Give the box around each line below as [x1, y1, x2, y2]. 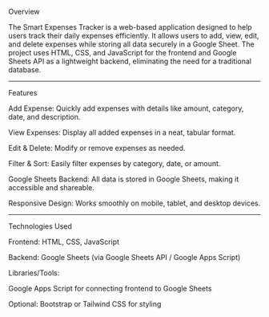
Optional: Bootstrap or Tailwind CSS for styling [8, 299, 162, 308]
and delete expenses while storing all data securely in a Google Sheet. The [8, 39, 255, 49]
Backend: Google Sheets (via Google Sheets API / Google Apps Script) [8, 253, 241, 262]
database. [8, 65, 42, 75]
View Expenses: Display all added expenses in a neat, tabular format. [8, 128, 236, 137]
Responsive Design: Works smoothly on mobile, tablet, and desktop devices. [8, 198, 261, 208]
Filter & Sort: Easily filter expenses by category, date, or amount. [8, 159, 221, 168]
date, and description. [8, 112, 81, 121]
